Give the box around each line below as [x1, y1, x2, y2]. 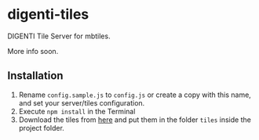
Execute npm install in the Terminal [18, 106, 136, 116]
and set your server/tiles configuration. [18, 98, 145, 107]
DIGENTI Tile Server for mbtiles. [7, 31, 111, 41]
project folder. [18, 123, 64, 132]
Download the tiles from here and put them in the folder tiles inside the [18, 115, 252, 124]
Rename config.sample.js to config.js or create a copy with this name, [18, 90, 252, 99]
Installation [7, 69, 64, 83]
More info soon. [7, 46, 59, 56]
